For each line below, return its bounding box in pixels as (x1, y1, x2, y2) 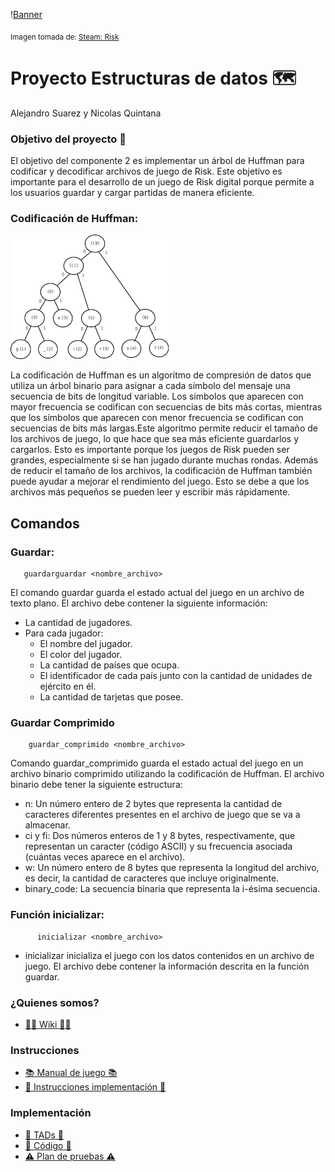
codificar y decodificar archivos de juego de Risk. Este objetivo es (10, 165, 283, 178)
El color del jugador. (39, 649, 123, 661)
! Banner (10, 9, 43, 20)
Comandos (10, 515, 80, 532)
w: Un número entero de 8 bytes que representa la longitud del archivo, (24, 862, 320, 874)
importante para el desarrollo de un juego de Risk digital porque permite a (10, 176, 315, 188)
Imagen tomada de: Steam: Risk (10, 32, 120, 42)
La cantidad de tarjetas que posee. (39, 691, 184, 703)
